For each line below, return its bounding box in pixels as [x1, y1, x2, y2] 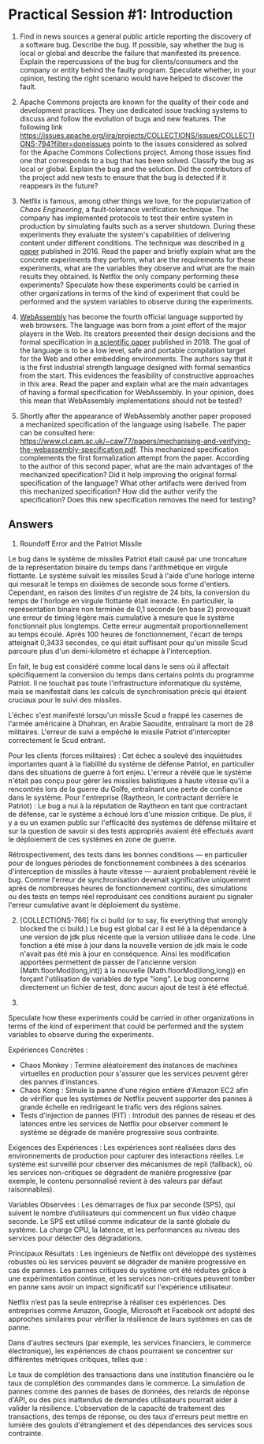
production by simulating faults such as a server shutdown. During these [19, 221, 256, 230]
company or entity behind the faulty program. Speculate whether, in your [19, 65, 257, 74]
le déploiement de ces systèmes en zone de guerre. [8, 834, 177, 844]
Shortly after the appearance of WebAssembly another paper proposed [19, 411, 251, 420]
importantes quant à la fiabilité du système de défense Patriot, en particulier [8, 759, 255, 768]
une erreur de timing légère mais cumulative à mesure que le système [8, 613, 235, 622]
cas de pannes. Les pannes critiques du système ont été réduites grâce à [8, 1265, 247, 1274]
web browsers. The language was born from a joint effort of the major [19, 320, 247, 330]
